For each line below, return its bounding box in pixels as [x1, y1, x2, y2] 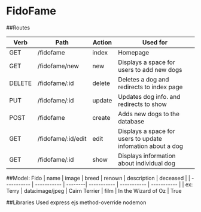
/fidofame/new [37, 62, 80, 70]
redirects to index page [117, 83, 183, 91]
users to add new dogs [117, 65, 182, 74]
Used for [142, 38, 167, 46]
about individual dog [117, 159, 175, 167]
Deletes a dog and [117, 75, 169, 83]
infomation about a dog [117, 142, 184, 150]
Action [92, 38, 112, 46]
